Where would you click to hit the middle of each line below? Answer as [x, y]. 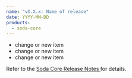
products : [18, 22]
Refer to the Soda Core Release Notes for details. [66, 69]
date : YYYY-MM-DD [28, 17]
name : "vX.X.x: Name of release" [48, 12]
